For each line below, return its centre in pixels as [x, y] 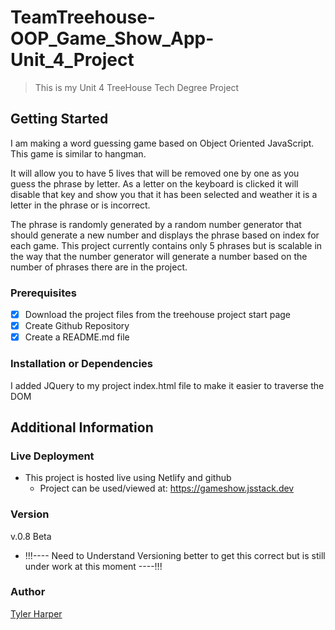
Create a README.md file [77, 337]
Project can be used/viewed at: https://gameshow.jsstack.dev [167, 488]
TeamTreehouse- [83, 17]
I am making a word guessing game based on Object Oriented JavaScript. [162, 143]
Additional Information [82, 427]
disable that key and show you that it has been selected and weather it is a [164, 194]
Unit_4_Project [72, 60]
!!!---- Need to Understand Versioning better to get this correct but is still [175, 555]
